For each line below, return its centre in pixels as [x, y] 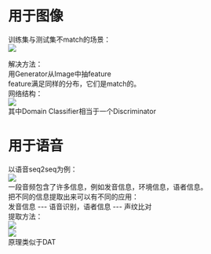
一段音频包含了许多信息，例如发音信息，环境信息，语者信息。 [108, 186]
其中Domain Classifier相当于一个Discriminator [82, 111]
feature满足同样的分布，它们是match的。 [75, 83]
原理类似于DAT [32, 241]
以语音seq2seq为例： [43, 169]
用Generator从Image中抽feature [60, 74]
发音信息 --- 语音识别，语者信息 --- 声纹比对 [80, 206]
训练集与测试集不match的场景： [60, 39]
